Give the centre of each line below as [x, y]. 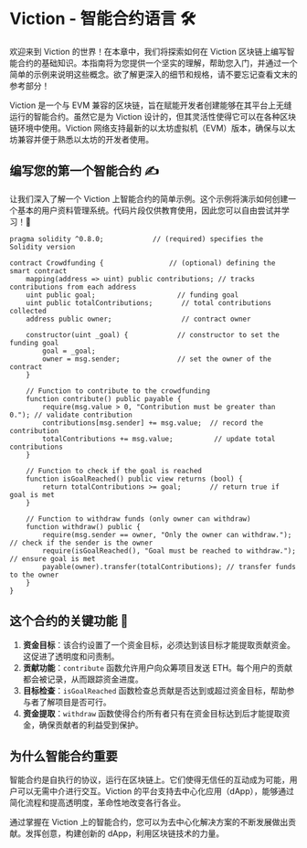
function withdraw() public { [84, 526]
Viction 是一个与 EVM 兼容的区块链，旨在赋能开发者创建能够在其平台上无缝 [151, 105]
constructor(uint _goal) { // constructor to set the [153, 334]
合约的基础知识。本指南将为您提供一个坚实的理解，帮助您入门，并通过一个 [157, 63]
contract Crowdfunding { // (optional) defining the [143, 263]
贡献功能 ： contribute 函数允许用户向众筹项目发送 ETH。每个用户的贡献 [158, 667]
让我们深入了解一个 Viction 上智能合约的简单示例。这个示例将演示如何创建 [149, 198]
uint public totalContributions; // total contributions [149, 302]
